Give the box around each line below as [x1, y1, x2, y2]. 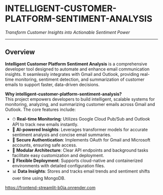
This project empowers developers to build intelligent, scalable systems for [5, 96, 155, 102]
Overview [5, 48, 35, 56]
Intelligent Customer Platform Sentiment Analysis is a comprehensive [5, 61, 147, 67]
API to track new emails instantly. [12, 121, 79, 127]
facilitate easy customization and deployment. [12, 152, 104, 158]
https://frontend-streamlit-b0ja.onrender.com [5, 184, 96, 190]
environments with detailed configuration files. [12, 162, 105, 168]
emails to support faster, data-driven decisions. [5, 81, 100, 88]
